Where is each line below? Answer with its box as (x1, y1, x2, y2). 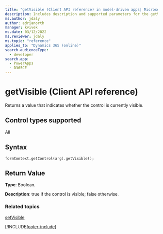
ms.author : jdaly (5, 16, 40, 21)
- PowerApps (9, 61, 34, 66)
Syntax (5, 143, 27, 151)
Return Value (5, 169, 45, 177)
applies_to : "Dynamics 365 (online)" (5, 43, 81, 48)
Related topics (5, 204, 40, 210)
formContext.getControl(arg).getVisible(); (5, 156, 95, 161)
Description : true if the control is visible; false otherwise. (5, 191, 119, 197)
